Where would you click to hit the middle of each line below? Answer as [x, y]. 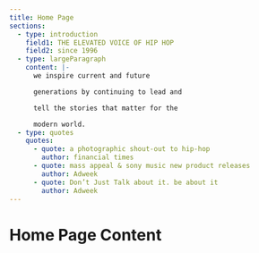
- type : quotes [46, 132]
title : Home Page [42, 17]
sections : [28, 26]
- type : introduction [58, 34]
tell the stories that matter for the [105, 108]
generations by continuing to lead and [107, 92]
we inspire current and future [91, 76]
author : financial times [88, 157]
